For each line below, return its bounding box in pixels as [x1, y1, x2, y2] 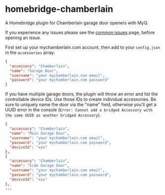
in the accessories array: [5, 49, 55, 55]
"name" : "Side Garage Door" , [9, 163, 70, 168]
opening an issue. [5, 35, 41, 41]
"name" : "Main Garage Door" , [9, 131, 70, 136]
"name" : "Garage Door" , [9, 68, 58, 73]
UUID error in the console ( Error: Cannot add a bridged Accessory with [5, 107, 153, 113]
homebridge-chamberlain [5, 3, 114, 15]
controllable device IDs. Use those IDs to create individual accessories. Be [5, 97, 157, 102]
